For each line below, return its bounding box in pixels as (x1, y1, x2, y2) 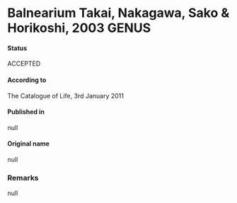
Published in (7, 108, 45, 116)
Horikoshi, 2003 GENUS (7, 20, 151, 36)
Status (7, 44, 28, 52)
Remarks (7, 173, 39, 182)
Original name (7, 139, 50, 148)
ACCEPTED (7, 59, 41, 68)
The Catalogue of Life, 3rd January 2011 (7, 91, 124, 100)
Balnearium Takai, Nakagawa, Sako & (7, 5, 230, 21)
